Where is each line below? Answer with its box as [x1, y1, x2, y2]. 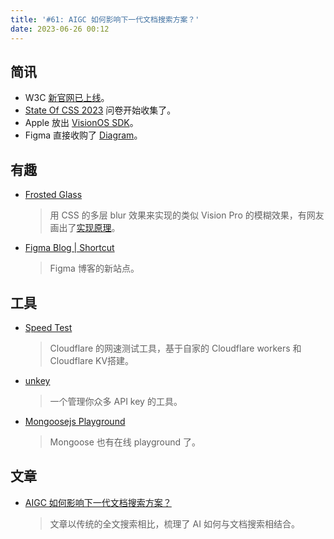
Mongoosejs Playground [24, 415, 126, 427]
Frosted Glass [24, 189, 83, 201]
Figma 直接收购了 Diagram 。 [24, 129, 143, 141]
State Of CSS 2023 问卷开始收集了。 [24, 104, 177, 116]
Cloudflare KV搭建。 [49, 354, 135, 366]
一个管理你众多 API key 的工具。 [49, 395, 183, 407]
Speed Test [24, 321, 73, 333]
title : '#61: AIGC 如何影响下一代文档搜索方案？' [10, 14, 200, 25]
